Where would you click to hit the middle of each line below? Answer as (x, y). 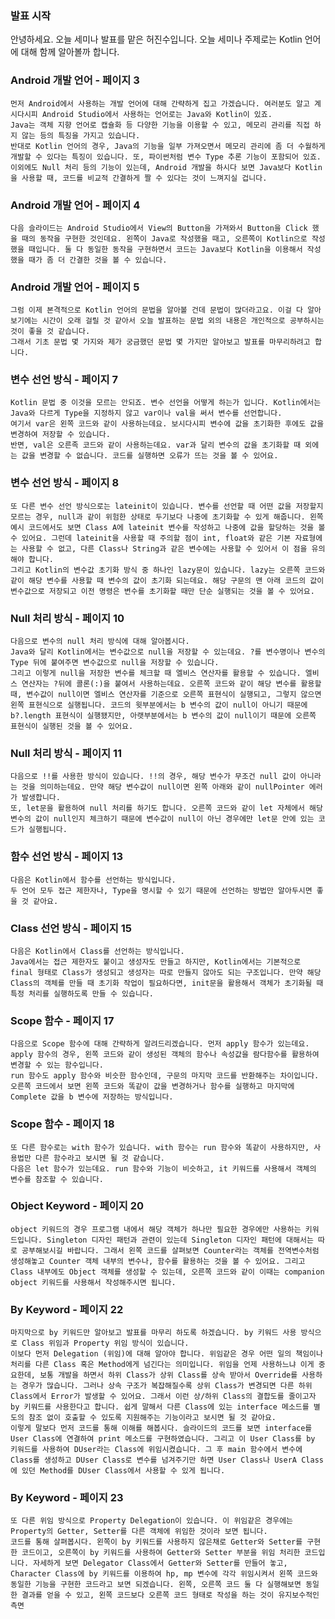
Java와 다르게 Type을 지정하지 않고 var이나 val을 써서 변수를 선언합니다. (146, 413)
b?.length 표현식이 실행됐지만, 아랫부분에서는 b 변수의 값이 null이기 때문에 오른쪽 (163, 716)
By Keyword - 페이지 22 (67, 1309)
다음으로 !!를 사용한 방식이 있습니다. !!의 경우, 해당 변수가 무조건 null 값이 (153, 777)
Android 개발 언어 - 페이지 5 (75, 287)
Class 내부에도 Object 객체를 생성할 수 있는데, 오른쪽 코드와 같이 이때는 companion (167, 1272)
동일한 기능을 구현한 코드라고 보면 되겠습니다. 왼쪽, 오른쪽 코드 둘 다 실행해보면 (156, 1585)
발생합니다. (41, 798)
